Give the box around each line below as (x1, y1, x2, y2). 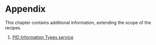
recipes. (5, 24, 22, 30)
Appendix (5, 3, 46, 15)
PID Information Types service (12, 34, 74, 40)
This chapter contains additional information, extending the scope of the (5, 20, 151, 25)
